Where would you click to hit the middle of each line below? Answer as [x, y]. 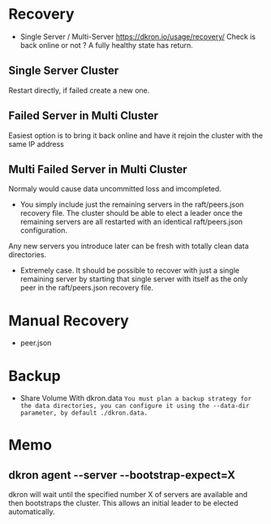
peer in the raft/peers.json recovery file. [87, 288]
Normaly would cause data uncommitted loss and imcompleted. [115, 189]
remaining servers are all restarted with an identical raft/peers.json [131, 222]
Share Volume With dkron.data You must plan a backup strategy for [135, 398]
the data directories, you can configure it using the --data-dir [135, 406]
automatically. [32, 512]
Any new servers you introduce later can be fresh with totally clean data [129, 246]
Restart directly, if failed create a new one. [79, 90]
